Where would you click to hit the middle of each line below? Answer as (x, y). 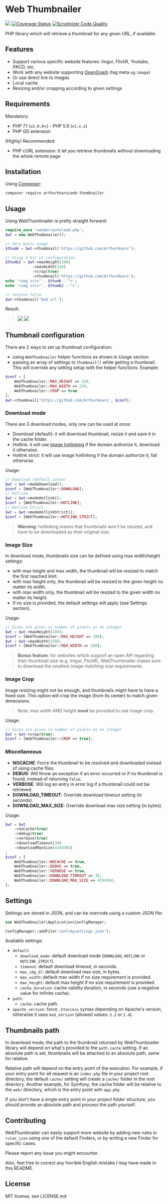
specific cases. (21, 1143)
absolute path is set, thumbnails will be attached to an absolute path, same (82, 1053)
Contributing (26, 1120)
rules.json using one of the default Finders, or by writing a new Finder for (82, 1138)
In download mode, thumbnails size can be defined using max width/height (83, 555)
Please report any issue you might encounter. (52, 1153)
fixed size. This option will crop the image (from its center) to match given (81, 695)
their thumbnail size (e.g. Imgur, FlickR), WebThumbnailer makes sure (89, 661)
